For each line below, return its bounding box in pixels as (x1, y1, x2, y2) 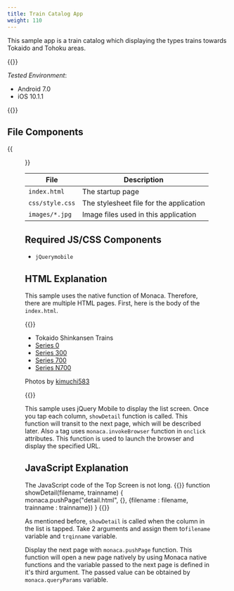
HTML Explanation (25, 272, 108, 285)
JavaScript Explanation (25, 462, 129, 474)
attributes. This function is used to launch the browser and (25, 434, 195, 443)
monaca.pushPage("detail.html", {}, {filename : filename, (25, 495, 188, 504)
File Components (7, 126, 84, 138)
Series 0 (34, 341, 60, 349)
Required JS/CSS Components (25, 234, 162, 246)
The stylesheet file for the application (82, 198, 205, 208)
